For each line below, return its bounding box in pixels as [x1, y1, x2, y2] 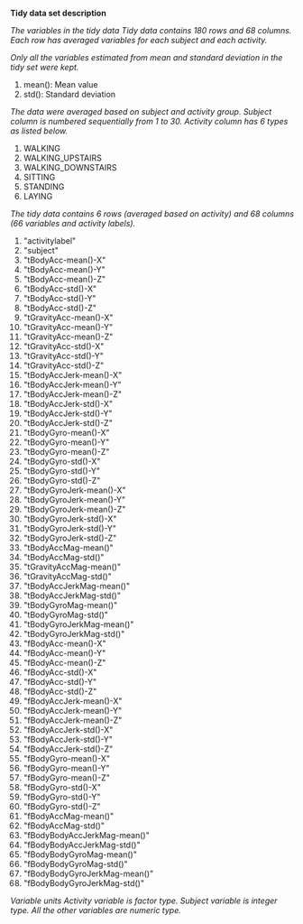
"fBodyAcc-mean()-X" [23, 638, 106, 649]
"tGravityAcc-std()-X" [23, 341, 105, 351]
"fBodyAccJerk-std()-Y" [23, 735, 114, 744]
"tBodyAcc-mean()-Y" [23, 264, 106, 274]
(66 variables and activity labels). [10, 218, 136, 228]
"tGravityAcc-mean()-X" [23, 312, 114, 323]
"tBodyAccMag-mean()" [23, 542, 114, 553]
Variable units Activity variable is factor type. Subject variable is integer [10, 895, 278, 906]
